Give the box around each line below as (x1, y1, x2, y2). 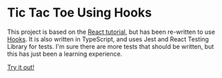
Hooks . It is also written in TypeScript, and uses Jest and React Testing (7, 35, 209, 43)
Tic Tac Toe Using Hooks (7, 5, 152, 21)
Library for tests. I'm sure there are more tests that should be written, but (7, 42, 214, 50)
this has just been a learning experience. (7, 50, 123, 58)
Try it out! (7, 63, 34, 71)
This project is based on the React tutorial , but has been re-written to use (7, 28, 216, 36)
